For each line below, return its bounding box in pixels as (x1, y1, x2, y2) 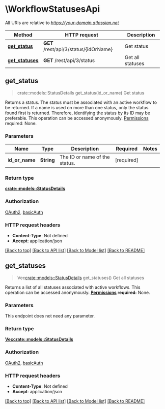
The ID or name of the (59, 154, 110, 160)
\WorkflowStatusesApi (5, 3, 100, 15)
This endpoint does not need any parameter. (5, 313, 95, 319)
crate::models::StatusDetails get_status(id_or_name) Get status (17, 90, 145, 95)
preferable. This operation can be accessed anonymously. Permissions (5, 115, 149, 121)
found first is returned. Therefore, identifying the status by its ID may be (5, 110, 151, 116)
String (40, 157, 55, 163)
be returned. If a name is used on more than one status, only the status (5, 104, 149, 110)
